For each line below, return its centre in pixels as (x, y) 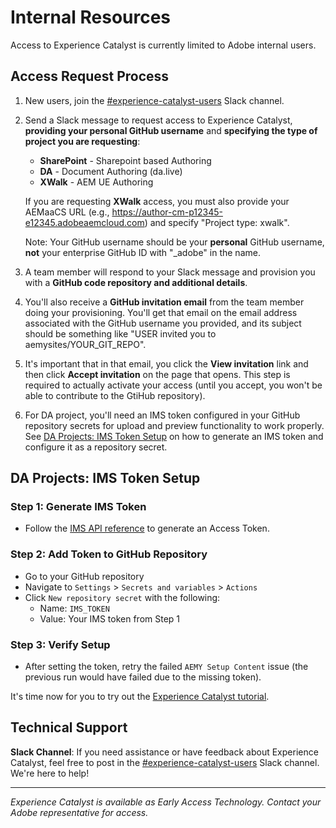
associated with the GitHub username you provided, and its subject (163, 323)
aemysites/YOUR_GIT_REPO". (85, 344)
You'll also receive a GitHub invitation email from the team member (164, 302)
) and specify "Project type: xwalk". (217, 222)
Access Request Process (90, 76)
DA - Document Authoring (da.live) (111, 171)
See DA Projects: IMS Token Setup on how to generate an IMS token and (174, 436)
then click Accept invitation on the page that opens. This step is (157, 374)
